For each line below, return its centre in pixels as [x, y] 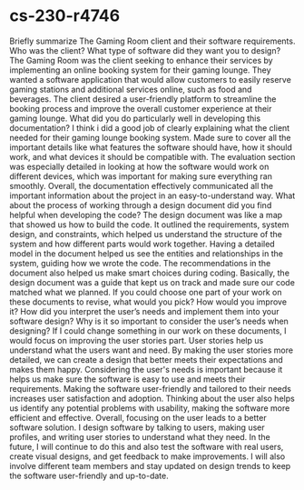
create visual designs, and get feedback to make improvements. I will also [147, 456]
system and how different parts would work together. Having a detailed [142, 244]
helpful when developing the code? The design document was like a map [146, 215]
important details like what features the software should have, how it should [151, 147]
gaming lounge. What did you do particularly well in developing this [135, 118]
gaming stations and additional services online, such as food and [131, 89]
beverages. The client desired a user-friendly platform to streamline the [143, 99]
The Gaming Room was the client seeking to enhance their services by [142, 60]
